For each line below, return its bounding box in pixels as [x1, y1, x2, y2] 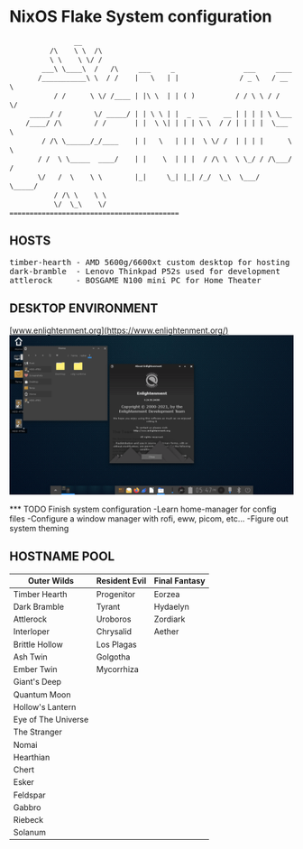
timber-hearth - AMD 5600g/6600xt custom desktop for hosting [9, 257, 290, 267]
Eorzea [153, 588, 180, 599]
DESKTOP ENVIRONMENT [9, 300, 159, 317]
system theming [9, 523, 69, 534]
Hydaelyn [153, 601, 189, 612]
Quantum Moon [13, 688, 71, 700]
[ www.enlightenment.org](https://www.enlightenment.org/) [9, 325, 229, 336]
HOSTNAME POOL [9, 549, 115, 565]
